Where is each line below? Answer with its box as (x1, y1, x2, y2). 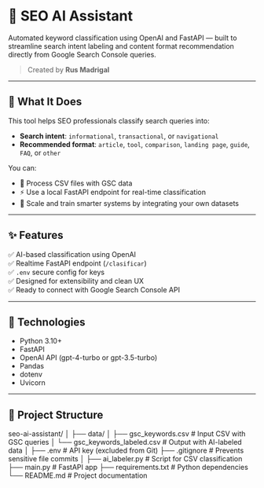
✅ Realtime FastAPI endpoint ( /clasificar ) (8, 259, 147, 268)
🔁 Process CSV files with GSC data (19, 178, 133, 188)
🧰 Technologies (8, 315, 86, 328)
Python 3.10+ (19, 336, 63, 346)
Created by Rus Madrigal (27, 64, 110, 74)
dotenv (19, 369, 43, 380)
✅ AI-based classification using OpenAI (8, 249, 136, 259)
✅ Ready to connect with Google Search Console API (8, 284, 181, 294)
